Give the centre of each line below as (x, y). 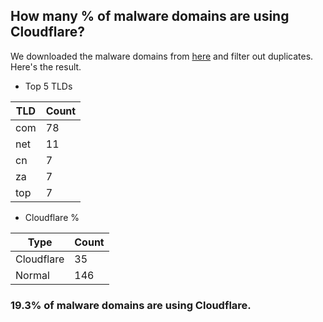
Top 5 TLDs (48, 86)
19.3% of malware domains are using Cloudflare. (131, 305)
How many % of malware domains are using (150, 16)
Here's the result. (46, 66)
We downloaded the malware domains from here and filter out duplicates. (162, 56)
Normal (32, 275)
